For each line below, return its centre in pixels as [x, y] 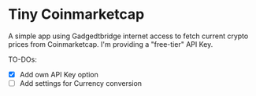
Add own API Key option [59, 74]
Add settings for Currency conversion [81, 83]
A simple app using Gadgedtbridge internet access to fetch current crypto [128, 36]
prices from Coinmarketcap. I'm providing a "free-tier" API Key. [111, 44]
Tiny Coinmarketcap [76, 14]
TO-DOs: [22, 59]
